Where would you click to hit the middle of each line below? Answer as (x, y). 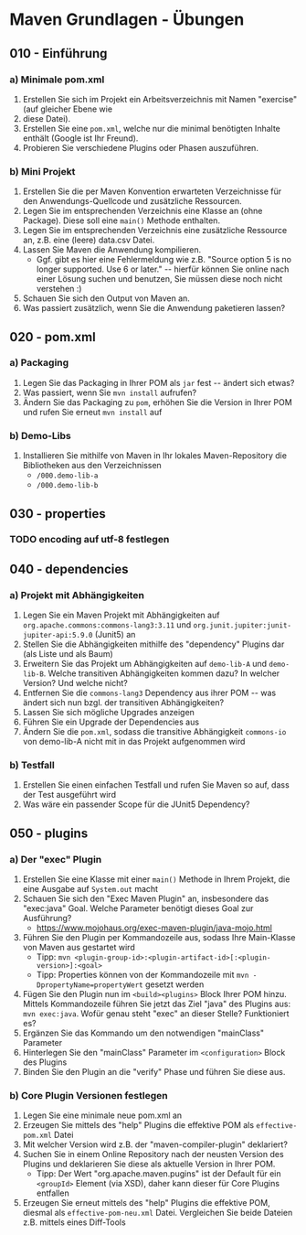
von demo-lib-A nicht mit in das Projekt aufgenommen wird (134, 742)
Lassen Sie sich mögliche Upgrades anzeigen (108, 713)
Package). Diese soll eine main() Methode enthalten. (121, 220)
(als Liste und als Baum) (68, 654)
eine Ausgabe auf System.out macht (90, 889)
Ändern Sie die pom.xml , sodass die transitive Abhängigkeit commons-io (154, 732)
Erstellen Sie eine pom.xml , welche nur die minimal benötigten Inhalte (151, 128)
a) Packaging (39, 363)
